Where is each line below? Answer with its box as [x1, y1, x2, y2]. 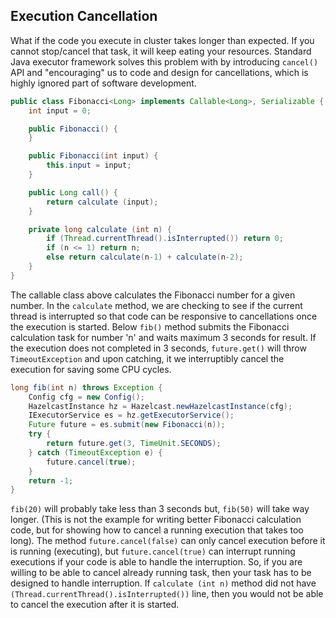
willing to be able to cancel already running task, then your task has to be [10, 567, 312, 579]
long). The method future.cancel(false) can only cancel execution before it [10, 535, 326, 547]
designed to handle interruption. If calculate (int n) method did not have [10, 577, 317, 589]
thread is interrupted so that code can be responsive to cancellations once [10, 310, 318, 322]
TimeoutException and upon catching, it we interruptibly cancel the [10, 352, 285, 364]
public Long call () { [28, 187, 118, 198]
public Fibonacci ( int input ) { [28, 151, 159, 161]
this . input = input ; [46, 160, 132, 171]
